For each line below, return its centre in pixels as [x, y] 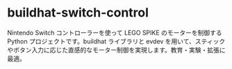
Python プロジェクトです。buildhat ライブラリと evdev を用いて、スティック [116, 41]
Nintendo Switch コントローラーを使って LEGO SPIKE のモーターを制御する [115, 32]
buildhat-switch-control [78, 13]
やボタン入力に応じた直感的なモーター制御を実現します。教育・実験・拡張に [116, 50]
